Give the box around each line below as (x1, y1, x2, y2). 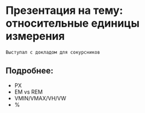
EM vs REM (14, 88, 43, 95)
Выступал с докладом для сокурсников (5, 49, 100, 55)
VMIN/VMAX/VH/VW (14, 94, 67, 102)
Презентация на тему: (5, 4, 123, 18)
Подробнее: (5, 66, 54, 76)
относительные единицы (5, 16, 140, 30)
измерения (5, 30, 65, 43)
